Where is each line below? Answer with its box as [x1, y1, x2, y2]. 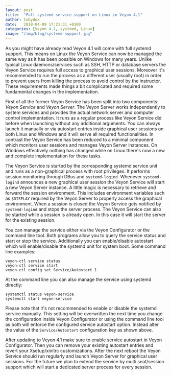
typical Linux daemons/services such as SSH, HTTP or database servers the [5, 62, 166, 67]
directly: [5, 282, 23, 288]
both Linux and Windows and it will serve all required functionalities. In [5, 131, 154, 137]
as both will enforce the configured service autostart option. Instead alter [5, 321, 159, 327]
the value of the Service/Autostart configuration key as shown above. [5, 327, 153, 333]
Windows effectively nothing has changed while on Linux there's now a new [5, 148, 165, 153]
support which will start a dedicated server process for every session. [5, 364, 153, 370]
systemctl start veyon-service [5, 296, 72, 301]
